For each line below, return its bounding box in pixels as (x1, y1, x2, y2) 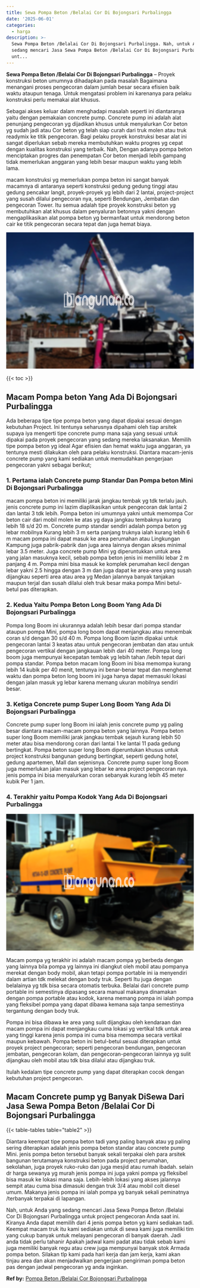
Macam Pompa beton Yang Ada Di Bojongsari (6, 392, 177, 402)
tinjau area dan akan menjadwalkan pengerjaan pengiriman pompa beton (6, 1257, 186, 1264)
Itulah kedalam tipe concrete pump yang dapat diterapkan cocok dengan (6, 1068, 185, 1075)
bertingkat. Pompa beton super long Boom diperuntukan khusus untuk (6, 746, 179, 753)
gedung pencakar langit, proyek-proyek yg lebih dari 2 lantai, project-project (6, 188, 194, 196)
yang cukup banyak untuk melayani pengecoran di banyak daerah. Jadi (6, 1231, 182, 1239)
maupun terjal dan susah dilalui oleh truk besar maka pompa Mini (6, 580, 166, 587)
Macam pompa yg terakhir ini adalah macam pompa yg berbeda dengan (6, 956, 183, 963)
